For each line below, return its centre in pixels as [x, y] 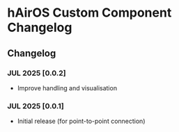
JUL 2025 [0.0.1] [36, 106]
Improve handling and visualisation [67, 88]
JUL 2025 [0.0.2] [37, 73]
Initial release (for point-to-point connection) [81, 121]
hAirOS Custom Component [89, 13]
